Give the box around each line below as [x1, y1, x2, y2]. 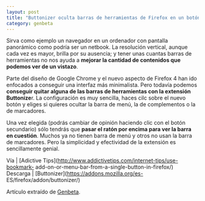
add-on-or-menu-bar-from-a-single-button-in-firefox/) [35, 163, 174, 171]
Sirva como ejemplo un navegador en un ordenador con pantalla [6, 37, 168, 45]
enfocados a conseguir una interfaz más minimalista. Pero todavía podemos [6, 81, 197, 89]
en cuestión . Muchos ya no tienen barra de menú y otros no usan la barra [6, 132, 192, 139]
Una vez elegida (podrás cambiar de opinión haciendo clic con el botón [6, 119, 186, 126]
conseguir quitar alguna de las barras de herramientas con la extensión [6, 88, 191, 95]
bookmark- [6, 163, 35, 171]
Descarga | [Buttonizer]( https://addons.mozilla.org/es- [6, 170, 143, 177]
